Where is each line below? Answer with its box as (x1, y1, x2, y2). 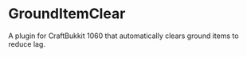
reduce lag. (8, 39, 46, 48)
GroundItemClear (8, 5, 126, 23)
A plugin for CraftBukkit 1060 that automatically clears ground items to (8, 31, 239, 40)
